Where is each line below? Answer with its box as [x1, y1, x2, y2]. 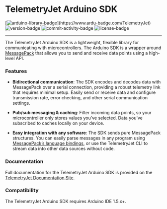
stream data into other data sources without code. [12, 145, 115, 152]
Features [5, 68, 27, 74]
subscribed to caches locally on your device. [12, 120, 104, 126]
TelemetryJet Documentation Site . [5, 175, 75, 181]
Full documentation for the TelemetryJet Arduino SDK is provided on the [5, 169, 153, 175]
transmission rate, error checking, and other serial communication [12, 95, 148, 101]
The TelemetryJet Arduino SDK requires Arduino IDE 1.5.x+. [5, 198, 127, 204]
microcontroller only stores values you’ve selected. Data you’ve [12, 115, 143, 121]
